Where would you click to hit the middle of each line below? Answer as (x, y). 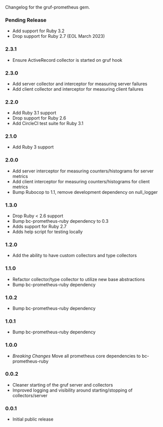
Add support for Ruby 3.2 (38, 31)
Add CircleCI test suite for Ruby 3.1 (48, 124)
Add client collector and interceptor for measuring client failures (78, 89)
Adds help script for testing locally (47, 232)
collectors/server (30, 395)
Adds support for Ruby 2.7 (40, 227)
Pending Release (26, 20)
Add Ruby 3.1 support (34, 113)
